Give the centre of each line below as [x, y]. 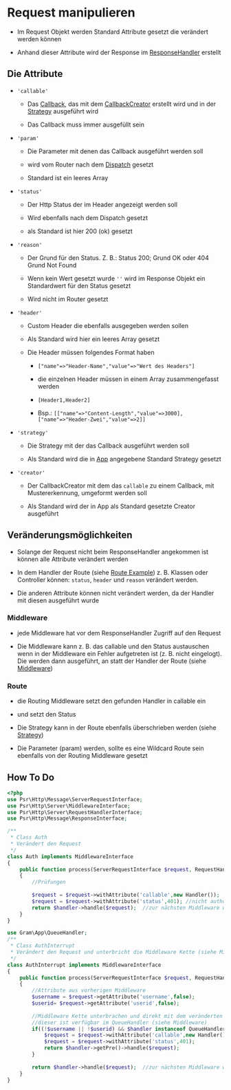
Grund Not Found [52, 265]
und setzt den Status [46, 715]
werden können [39, 39]
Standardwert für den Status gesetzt [79, 285]
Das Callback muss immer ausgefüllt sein [86, 124]
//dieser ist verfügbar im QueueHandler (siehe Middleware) [120, 1023]
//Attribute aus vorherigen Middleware [89, 991]
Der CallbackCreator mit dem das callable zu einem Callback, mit [121, 486]
